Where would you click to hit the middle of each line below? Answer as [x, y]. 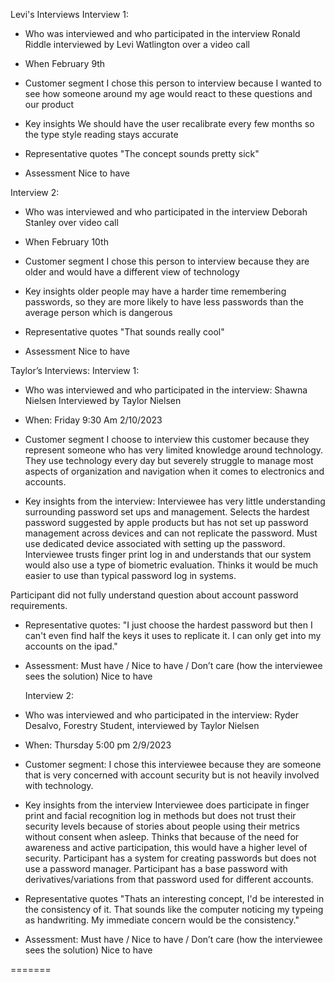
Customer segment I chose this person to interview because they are [167, 261]
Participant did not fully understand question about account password [154, 595]
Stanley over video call [71, 222]
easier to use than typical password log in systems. [130, 575]
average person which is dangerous [98, 312]
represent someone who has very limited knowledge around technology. [174, 450]
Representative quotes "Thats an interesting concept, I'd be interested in [174, 898]
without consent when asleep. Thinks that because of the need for [162, 837]
